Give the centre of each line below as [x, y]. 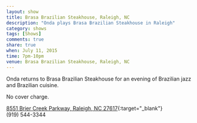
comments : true [25, 39]
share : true [21, 45]
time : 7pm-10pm [25, 56]
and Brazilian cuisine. [32, 85]
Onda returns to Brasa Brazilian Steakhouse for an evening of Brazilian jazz [99, 79]
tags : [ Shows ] [24, 34]
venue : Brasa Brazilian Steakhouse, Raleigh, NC [68, 61]
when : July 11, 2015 [32, 51]
